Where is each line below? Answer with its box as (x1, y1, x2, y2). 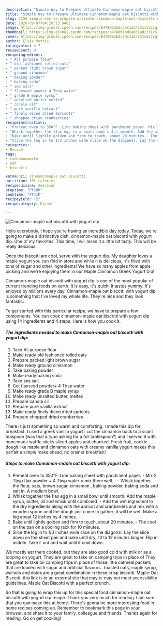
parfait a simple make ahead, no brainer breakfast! (5, 449, 106, 455)
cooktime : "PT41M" (5, 192, 43, 197)
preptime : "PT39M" (5, 188, 43, 192)
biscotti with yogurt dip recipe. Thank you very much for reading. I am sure (5, 595, 155, 601)
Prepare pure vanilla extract (12, 404, 68, 410)
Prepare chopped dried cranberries (12, 414, 84, 420)
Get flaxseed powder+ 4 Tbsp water (12, 383, 85, 389)
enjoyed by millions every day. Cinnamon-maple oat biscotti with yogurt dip (5, 288, 156, 294)
